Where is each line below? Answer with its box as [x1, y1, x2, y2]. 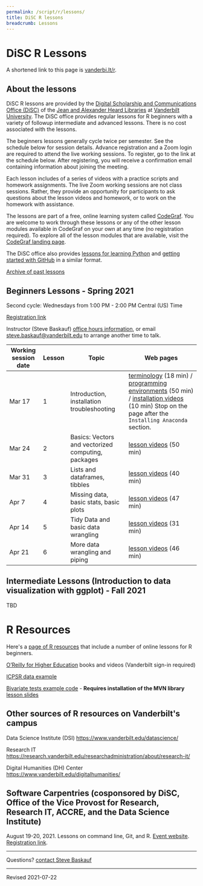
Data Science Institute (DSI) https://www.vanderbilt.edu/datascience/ [6, 734, 179, 741]
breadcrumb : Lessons [6, 20, 59, 26]
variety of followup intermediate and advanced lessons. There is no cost [6, 119, 187, 127]
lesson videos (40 [128, 469, 180, 478]
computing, [70, 448, 103, 456]
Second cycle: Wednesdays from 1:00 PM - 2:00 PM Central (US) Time [6, 301, 183, 309]
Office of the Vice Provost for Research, [6, 798, 159, 808]
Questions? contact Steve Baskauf [6, 856, 92, 864]
